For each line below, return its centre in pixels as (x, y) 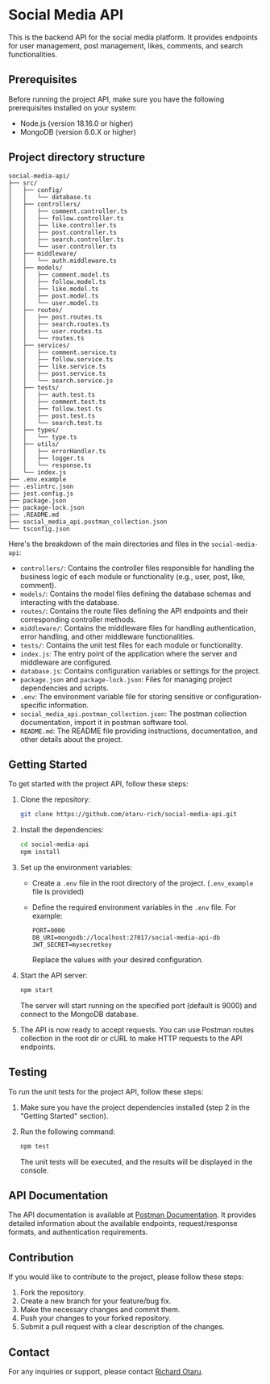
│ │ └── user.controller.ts (62, 246)
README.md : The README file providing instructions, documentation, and (139, 731)
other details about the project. (71, 739)
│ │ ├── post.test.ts (52, 416)
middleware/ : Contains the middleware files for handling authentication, (138, 627)
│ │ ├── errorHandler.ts (57, 451)
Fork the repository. (53, 1293)
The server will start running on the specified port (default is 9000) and (138, 1005)
